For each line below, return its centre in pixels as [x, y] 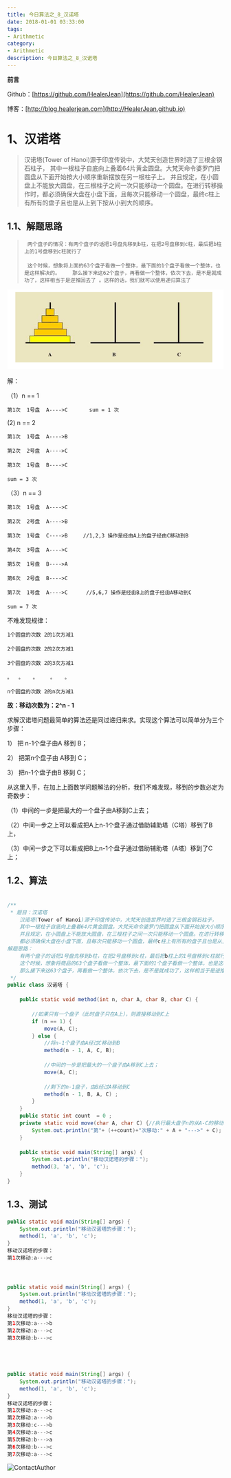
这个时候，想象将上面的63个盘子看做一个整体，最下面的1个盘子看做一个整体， [121, 265]
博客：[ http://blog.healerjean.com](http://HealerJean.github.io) [96, 109]
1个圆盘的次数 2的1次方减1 [41, 635]
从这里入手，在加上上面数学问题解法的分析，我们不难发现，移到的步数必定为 [115, 787]
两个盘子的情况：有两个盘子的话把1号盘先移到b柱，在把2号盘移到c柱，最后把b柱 [124, 244]
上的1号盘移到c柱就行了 [53, 252]
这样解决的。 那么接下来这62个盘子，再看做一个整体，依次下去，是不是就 [123, 273]
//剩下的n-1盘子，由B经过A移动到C [87, 1087]
